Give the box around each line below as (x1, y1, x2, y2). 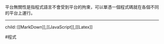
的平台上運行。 (5, 10, 35, 16)
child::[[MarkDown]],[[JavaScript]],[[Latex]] (5, 24, 93, 30)
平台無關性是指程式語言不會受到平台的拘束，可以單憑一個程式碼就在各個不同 (5, 4, 159, 10)
